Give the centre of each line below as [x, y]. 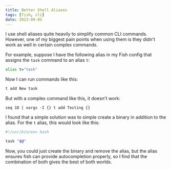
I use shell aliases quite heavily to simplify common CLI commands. [76, 34]
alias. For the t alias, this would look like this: [52, 123]
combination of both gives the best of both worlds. [59, 162]
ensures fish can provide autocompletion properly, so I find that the [76, 156]
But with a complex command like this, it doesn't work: [63, 99]
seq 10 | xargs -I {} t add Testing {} [48, 108]
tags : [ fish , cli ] [25, 15]
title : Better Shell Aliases [36, 10]
